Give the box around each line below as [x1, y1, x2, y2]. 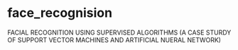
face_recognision [7, 5, 112, 21]
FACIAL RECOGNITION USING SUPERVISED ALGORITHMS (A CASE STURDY [7, 28, 232, 37]
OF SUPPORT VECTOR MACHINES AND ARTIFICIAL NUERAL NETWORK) [7, 35, 222, 44]
